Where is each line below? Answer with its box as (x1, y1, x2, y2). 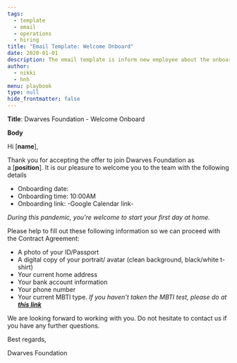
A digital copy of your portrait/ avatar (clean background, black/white (17, 255, 219, 264)
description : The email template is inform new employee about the (7, 56, 210, 63)
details (7, 171, 27, 179)
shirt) (17, 263, 34, 271)
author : (7, 63, 30, 70)
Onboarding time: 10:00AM (17, 192, 97, 200)
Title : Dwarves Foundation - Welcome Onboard (7, 115, 145, 123)
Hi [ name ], (7, 142, 39, 150)
